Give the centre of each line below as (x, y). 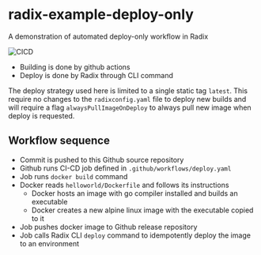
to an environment (49, 243)
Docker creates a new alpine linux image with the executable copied (142, 210)
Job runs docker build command (74, 176)
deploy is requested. (42, 115)
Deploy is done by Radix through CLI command (96, 75)
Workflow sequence (59, 141)
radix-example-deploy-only (101, 15)
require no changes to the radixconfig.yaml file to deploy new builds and (127, 99)
